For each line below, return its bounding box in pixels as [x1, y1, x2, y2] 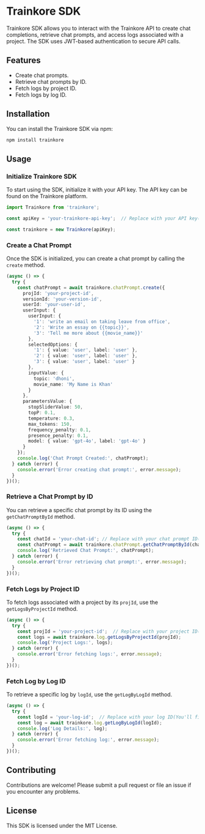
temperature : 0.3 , [28, 415, 75, 422]
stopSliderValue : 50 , [28, 404, 84, 411]
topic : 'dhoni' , [33, 375, 75, 382]
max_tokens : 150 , [28, 421, 72, 427]
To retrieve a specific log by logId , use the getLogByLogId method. [6, 691, 173, 698]
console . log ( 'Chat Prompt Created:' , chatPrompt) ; [17, 455, 149, 461]
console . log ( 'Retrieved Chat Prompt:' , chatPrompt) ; [17, 548, 154, 554]
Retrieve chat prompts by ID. [15, 78, 87, 85]
